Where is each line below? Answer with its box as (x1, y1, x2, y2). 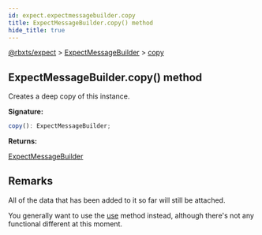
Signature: (8, 107, 43, 117)
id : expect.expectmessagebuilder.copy (8, 11, 136, 20)
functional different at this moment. (8, 218, 122, 229)
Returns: (8, 136, 38, 146)
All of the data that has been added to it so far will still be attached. (8, 195, 226, 205)
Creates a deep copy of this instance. (8, 91, 130, 101)
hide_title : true (8, 26, 65, 34)
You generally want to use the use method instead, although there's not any (8, 211, 255, 220)
